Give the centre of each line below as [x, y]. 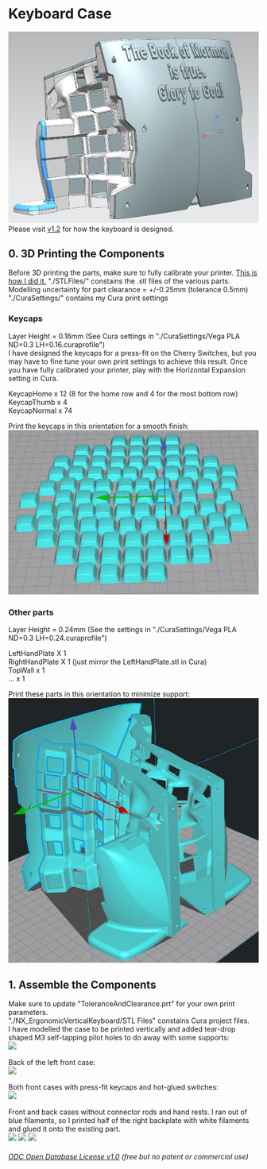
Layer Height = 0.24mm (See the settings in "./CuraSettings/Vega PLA [122, 630]
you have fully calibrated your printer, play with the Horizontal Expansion [127, 369]
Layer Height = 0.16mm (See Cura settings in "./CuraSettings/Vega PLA [124, 336]
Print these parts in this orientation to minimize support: [99, 694]
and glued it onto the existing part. [64, 1129]
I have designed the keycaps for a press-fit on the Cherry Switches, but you [132, 353]
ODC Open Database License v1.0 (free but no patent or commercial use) [128, 1157]
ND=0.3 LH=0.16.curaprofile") [57, 344]
